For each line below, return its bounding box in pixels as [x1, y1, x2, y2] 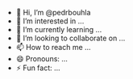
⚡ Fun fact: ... [15, 63, 60, 73]
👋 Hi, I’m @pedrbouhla [15, 8, 91, 17]
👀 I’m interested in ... [15, 16, 85, 26]
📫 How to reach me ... [15, 43, 91, 52]
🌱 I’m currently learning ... [15, 25, 102, 34]
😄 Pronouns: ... [15, 54, 69, 64]
